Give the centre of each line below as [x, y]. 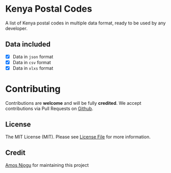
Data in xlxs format [33, 68]
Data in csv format [32, 62]
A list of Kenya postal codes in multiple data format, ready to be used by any [86, 23]
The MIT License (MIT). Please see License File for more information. [78, 137]
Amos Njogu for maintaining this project [47, 165]
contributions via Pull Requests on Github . [49, 108]
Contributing [33, 89]
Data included [28, 45]
